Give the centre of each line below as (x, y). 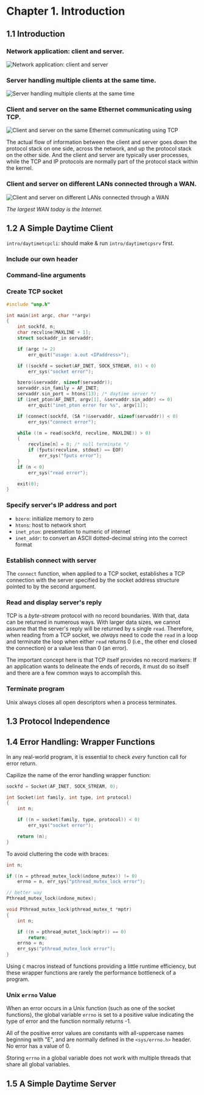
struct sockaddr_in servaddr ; (56, 338)
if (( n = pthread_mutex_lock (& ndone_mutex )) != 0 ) (72, 876)
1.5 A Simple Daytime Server (62, 1084)
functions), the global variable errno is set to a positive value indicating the (100, 1015)
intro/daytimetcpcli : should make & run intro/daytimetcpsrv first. (90, 243)
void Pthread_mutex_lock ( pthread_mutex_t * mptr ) (69, 910)
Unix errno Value (31, 995)
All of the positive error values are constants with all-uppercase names (95, 1033)
